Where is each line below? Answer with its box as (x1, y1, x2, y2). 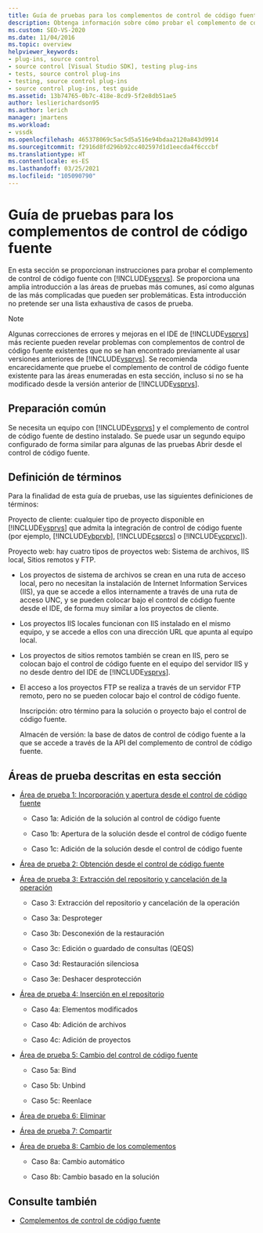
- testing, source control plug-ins (8, 77, 128, 85)
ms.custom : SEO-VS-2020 (8, 26, 86, 34)
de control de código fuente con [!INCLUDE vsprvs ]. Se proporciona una (8, 273, 240, 283)
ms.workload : (8, 121, 51, 129)
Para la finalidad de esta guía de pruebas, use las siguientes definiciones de (8, 492, 254, 501)
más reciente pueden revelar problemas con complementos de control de (8, 337, 245, 346)
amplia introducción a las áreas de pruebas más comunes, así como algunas (8, 282, 254, 291)
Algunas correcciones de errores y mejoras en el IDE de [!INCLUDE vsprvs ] (8, 329, 249, 338)
